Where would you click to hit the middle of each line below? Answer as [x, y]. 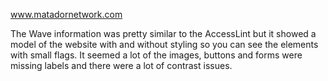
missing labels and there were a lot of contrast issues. [121, 65]
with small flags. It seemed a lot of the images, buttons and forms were [156, 55]
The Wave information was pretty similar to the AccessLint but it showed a [163, 33]
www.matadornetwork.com [66, 14]
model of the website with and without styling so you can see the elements [164, 44]
